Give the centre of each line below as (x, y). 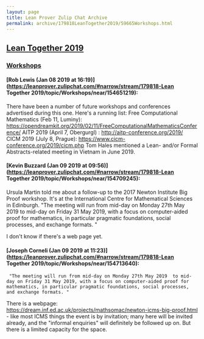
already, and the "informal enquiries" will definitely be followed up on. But (99, 323)
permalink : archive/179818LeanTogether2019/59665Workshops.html (90, 23)
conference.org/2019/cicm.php (45, 145)
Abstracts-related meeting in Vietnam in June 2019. (71, 152)
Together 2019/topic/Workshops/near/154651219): (72, 93)
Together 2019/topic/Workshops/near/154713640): (73, 263)
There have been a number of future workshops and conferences (88, 106)
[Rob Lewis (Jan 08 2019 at (41, 80)
